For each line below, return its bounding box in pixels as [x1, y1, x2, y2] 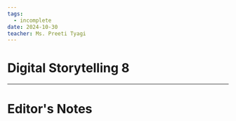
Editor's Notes [7, 101, 93, 117]
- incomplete [13, 17, 52, 24]
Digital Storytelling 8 [7, 60, 130, 76]
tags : [7, 10, 23, 18]
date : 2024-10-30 [7, 23, 58, 30]
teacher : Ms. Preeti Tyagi [7, 30, 86, 37]
